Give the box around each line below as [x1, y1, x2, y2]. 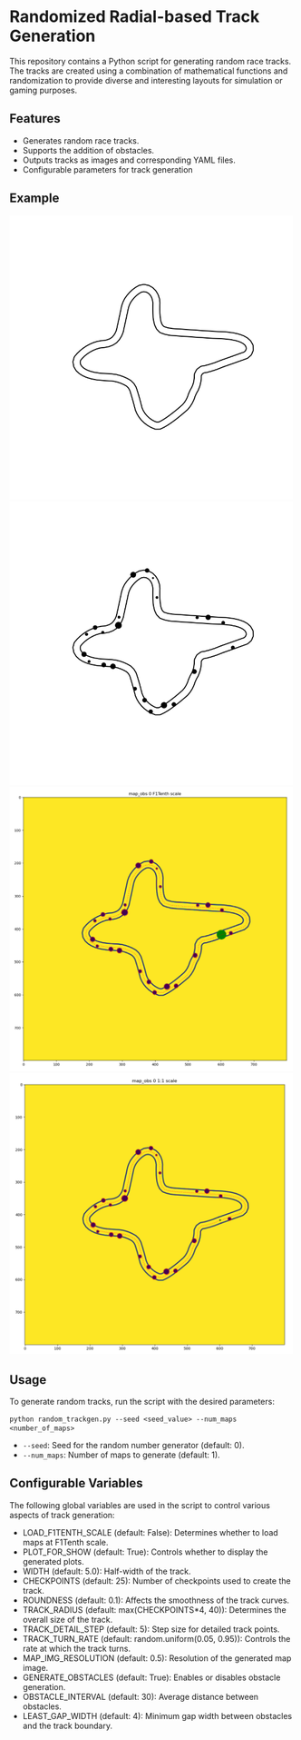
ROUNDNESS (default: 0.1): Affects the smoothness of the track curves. [22, 1595, 290, 1606]
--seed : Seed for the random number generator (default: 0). [22, 1439, 245, 1450]
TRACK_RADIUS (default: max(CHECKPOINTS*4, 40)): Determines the [22, 1604, 287, 1615]
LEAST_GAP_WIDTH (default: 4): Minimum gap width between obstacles [22, 1710, 293, 1721]
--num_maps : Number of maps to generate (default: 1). [22, 1449, 220, 1460]
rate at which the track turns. [22, 1643, 131, 1654]
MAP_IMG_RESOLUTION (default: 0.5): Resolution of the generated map [22, 1652, 292, 1664]
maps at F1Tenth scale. [22, 1536, 109, 1547]
